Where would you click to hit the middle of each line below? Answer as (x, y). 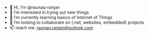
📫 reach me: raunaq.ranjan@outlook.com (51, 28)
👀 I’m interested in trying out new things (49, 12)
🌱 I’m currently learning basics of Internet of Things (61, 17)
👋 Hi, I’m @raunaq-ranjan (35, 7)
